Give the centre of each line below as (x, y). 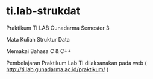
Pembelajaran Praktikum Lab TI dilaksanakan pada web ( (76, 63)
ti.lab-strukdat (43, 11)
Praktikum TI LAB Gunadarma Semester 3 (58, 28)
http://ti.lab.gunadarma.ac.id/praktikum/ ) (58, 69)
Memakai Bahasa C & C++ (39, 51)
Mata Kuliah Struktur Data (38, 39)
